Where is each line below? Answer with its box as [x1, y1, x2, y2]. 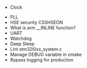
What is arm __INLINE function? [10, 25, 76, 31]
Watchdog [10, 35, 32, 41]
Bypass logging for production [10, 57, 74, 62]
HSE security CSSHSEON [10, 20, 63, 25]
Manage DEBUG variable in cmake [10, 51, 82, 57]
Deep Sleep [10, 41, 35, 47]
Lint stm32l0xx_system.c [10, 46, 62, 52]
